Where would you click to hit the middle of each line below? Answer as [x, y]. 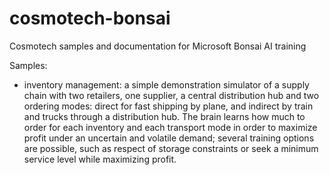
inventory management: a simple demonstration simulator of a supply [166, 84]
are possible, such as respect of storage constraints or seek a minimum [171, 148]
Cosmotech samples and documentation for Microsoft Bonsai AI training [158, 46]
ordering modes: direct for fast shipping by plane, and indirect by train [168, 106]
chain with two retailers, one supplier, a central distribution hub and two [171, 95]
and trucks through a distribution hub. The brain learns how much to [164, 116]
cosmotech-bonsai [90, 18]
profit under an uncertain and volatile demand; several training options [169, 138]
